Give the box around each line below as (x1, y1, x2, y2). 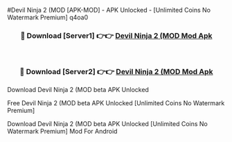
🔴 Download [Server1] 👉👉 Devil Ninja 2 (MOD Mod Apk (20, 30, 213, 40)
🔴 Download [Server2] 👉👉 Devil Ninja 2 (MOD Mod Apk (19, 67, 213, 77)
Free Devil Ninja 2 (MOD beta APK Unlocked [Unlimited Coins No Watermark (7, 98, 225, 107)
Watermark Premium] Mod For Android (7, 127, 118, 135)
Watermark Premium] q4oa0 (7, 13, 89, 21)
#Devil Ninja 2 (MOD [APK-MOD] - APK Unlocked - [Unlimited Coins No (7, 6, 211, 14)
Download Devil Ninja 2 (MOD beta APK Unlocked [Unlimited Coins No (7, 119, 208, 127)
